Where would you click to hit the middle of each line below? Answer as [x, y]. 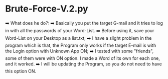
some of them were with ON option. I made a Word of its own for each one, [83, 58]
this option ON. [21, 71]
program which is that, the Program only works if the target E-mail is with [81, 45]
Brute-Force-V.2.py [47, 9]
